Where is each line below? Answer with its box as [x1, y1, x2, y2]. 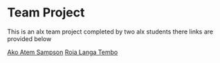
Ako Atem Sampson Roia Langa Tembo [7, 48, 118, 56]
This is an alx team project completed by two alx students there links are [7, 27, 213, 36]
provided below [7, 34, 52, 42]
